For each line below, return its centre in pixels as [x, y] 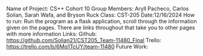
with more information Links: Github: [52, 34]
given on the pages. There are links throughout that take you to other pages [101, 27]
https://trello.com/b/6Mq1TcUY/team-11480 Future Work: [77, 46]
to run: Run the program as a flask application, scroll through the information [101, 21]
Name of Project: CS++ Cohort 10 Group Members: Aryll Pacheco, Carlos [98, 9]
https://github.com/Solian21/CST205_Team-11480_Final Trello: [84, 40]
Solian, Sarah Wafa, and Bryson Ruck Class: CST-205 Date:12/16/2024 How [101, 15]
